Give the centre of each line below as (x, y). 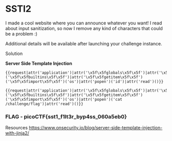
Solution (14, 53)
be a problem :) (21, 34)
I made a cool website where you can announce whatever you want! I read (84, 23)
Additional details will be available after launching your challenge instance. (84, 43)
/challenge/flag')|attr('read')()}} (44, 104)
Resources (17, 128)
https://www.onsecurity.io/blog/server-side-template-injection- (96, 128)
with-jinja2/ (17, 133)
